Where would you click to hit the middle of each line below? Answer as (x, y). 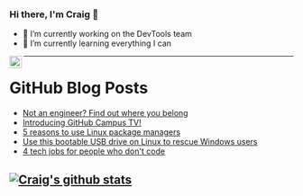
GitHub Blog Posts (79, 88)
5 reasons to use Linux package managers (101, 132)
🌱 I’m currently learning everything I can (97, 43)
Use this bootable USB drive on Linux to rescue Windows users (140, 142)
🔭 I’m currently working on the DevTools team (107, 34)
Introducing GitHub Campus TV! (82, 123)
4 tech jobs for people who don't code (93, 151)
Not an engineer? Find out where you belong (105, 113)
